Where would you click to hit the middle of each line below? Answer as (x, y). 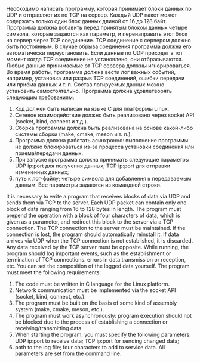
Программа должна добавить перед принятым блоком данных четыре (97, 27)
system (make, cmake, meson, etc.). (59, 309)
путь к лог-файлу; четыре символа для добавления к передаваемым (103, 179)
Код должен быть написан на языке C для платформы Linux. (92, 109)
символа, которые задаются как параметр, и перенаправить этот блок (97, 34)
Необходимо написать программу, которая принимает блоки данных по (99, 9)
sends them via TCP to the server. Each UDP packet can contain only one (96, 203)
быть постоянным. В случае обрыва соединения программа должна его (99, 46)
